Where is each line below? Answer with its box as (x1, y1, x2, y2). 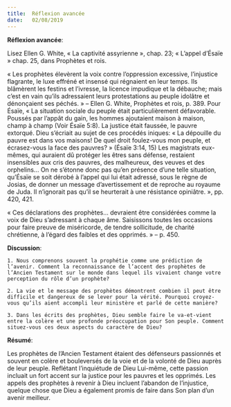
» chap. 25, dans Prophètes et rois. (7, 56, 107, 64)
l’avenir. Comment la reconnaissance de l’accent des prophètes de (7, 263, 206, 270)
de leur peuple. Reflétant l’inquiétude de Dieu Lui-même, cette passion (7, 364, 209, 372)
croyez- (192, 293, 215, 300)
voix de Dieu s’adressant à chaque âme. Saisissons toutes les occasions (7, 215, 213, 224)
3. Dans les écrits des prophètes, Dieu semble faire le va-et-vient (7, 311, 212, 318)
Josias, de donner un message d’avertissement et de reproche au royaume (7, 180, 221, 188)
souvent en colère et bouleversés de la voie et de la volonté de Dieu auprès (7, 356, 222, 365)
